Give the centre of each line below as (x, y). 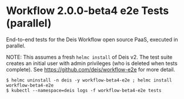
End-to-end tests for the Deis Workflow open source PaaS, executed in (92, 39)
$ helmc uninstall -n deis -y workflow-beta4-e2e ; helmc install (89, 80)
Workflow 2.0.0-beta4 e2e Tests (88, 11)
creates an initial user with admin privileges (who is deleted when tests (92, 63)
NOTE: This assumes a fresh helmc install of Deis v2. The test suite (89, 57)
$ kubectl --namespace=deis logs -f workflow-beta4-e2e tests (84, 90)
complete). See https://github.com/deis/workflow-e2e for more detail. (91, 69)
